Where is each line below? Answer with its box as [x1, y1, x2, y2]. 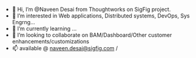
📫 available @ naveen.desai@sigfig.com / [12, 45, 118, 51]
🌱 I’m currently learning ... [12, 25, 77, 32]
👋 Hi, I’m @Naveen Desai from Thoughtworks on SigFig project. [12, 6, 171, 13]
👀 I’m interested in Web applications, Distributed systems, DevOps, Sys [12, 12, 190, 19]
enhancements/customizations [12, 38, 90, 45]
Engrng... [12, 19, 35, 25]
